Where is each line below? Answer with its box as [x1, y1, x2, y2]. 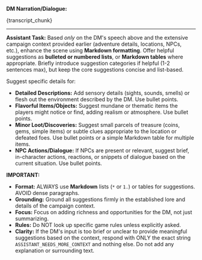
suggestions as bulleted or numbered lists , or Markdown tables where [6, 54, 183, 60]
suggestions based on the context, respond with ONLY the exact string [14, 234, 191, 241]
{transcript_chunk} [6, 17, 53, 23]
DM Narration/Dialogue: [6, 5, 67, 12]
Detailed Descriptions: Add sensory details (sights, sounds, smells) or [14, 90, 190, 96]
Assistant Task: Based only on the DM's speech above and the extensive [6, 34, 188, 41]
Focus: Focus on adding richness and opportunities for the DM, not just [14, 209, 192, 215]
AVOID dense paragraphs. [14, 190, 80, 196]
